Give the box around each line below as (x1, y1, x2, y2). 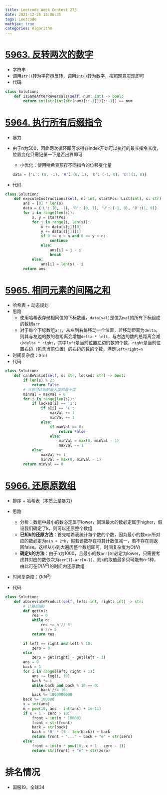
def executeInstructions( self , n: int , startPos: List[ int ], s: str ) (14, 196, 162, 201)
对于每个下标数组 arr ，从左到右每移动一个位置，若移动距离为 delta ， (19, 327, 161, 333)
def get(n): (23, 608, 48, 614)
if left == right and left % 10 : (23, 641, 93, 646)
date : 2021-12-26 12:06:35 (5, 12, 61, 17)
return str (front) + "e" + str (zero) (31, 748, 111, 753)
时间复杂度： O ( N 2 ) (12, 573, 51, 580)
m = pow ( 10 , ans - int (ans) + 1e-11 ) (23, 706, 101, 711)
